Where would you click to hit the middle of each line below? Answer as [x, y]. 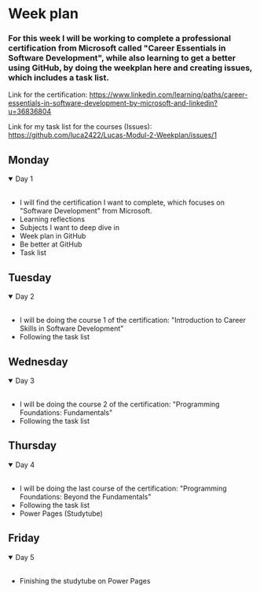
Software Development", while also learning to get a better [122, 58]
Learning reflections [52, 219]
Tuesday [30, 278]
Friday [24, 538]
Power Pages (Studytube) [61, 513]
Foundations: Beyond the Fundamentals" [85, 496]
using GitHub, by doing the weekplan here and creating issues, [130, 68]
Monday [29, 159]
